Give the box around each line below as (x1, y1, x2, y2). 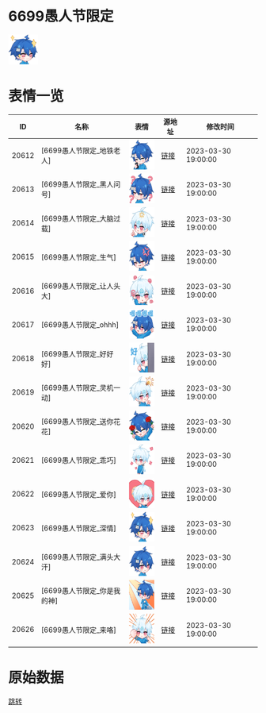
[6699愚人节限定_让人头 (40, 281, 121, 291)
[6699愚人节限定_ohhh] (40, 320, 120, 330)
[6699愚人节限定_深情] (40, 523, 117, 533)
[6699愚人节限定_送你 (40, 417, 114, 426)
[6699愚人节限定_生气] (40, 252, 117, 262)
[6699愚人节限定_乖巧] (40, 456, 117, 465)
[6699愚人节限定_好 (40, 349, 107, 358)
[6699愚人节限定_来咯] (40, 625, 117, 634)
